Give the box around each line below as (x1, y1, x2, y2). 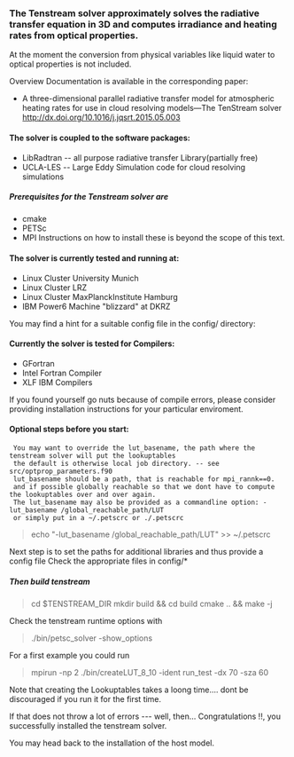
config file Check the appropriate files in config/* (9, 556, 189, 566)
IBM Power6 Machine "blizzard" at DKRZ (21, 301, 171, 311)
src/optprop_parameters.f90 (9, 467, 113, 477)
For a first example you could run (9, 651, 130, 661)
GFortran (21, 358, 55, 368)
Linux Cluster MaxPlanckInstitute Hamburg (21, 291, 179, 302)
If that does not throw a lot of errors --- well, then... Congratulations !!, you (9, 711, 282, 722)
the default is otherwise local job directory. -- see (12, 460, 220, 469)
